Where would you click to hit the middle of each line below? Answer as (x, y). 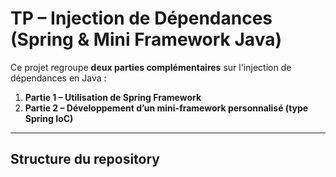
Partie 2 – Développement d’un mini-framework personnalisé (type (166, 108)
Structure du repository (85, 159)
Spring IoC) (49, 118)
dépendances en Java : (58, 78)
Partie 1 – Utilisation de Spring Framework (113, 97)
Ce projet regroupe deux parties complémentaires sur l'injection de (151, 67)
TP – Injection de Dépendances (141, 18)
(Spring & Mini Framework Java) (146, 39)
